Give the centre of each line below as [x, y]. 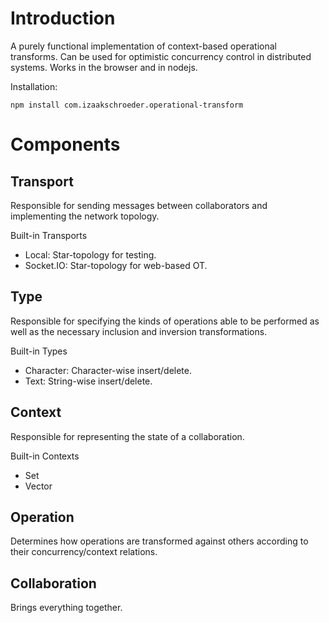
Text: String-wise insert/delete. [88, 381]
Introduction [63, 18]
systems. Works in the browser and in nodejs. [104, 67]
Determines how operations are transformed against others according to [159, 541]
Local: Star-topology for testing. [90, 254]
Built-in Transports [49, 235]
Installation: [34, 86]
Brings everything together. [66, 608]
